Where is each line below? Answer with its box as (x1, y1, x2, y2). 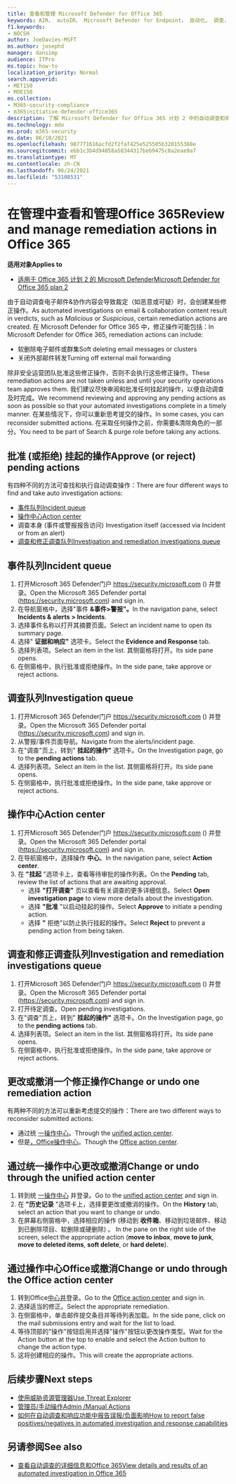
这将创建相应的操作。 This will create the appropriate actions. (17, 1351, 195, 1359)
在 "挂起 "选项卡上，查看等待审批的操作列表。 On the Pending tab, (17, 869, 209, 878)
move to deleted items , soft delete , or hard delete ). (17, 1240, 169, 1249)
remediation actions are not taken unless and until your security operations (7, 376, 224, 385)
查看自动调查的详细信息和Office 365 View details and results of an (17, 1461, 208, 1469)
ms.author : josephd (7, 43, 65, 50)
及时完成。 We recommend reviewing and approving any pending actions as (7, 394, 226, 402)
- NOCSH (7, 29, 30, 37)
